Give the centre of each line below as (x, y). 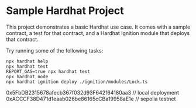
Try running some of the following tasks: (55, 50)
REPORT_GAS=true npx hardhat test (48, 71)
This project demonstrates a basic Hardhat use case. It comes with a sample (98, 27)
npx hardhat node (27, 76)
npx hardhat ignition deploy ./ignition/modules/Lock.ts (77, 82)
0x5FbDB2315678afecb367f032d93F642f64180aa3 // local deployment (93, 92)
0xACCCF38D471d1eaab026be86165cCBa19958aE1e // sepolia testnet (91, 99)
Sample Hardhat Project (65, 11)
